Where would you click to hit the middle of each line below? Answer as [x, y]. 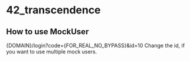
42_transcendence [54, 10]
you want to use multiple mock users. [52, 52]
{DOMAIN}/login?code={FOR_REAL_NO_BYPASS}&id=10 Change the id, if [95, 45]
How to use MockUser [47, 32]
